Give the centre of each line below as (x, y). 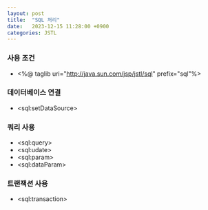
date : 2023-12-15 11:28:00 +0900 (58, 26)
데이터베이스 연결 (34, 92)
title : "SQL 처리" (34, 20)
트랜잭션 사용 (28, 184)
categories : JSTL (32, 33)
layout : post (26, 13)
